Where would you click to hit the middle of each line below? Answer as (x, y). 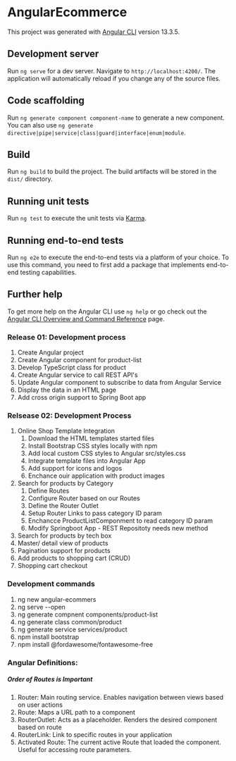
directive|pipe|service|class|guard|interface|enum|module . (97, 132)
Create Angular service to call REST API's (78, 375)
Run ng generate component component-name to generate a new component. (116, 118)
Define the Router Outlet (63, 506)
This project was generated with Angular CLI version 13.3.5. (94, 32)
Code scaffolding (46, 100)
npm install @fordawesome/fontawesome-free (85, 644)
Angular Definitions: (43, 662)
